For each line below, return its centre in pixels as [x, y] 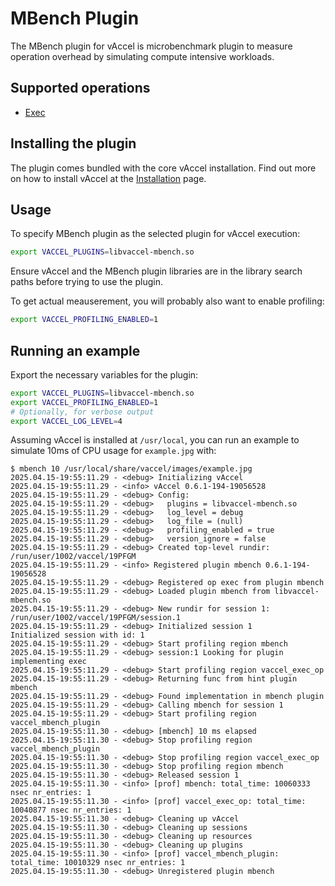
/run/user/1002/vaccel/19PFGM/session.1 [96, 618]
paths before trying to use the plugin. [86, 282]
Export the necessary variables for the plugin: [104, 374]
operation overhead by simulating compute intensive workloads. [142, 56]
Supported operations [80, 88]
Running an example [75, 350]
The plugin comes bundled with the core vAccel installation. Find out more [163, 168]
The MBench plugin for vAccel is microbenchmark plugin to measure [151, 46]
